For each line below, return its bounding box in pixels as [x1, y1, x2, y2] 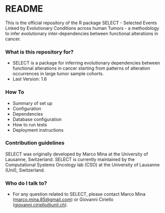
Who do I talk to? [5, 180, 47, 187]
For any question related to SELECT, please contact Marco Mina [12, 191, 146, 197]
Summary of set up [12, 100, 53, 106]
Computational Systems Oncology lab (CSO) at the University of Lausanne [5, 162, 160, 168]
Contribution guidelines [5, 139, 65, 146]
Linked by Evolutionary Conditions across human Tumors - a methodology [5, 25, 159, 31]
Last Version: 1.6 [12, 76, 47, 82]
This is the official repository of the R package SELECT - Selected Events [5, 20, 157, 26]
